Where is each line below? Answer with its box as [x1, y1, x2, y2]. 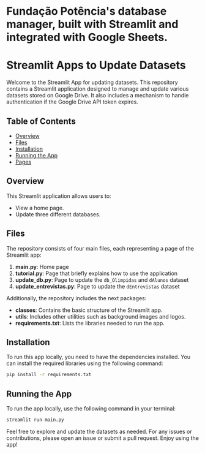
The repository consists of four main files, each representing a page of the [6, 244, 194, 252]
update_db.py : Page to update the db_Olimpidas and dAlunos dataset [15, 276, 189, 283]
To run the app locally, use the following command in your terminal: [6, 405, 176, 412]
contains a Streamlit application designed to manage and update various [6, 85, 189, 93]
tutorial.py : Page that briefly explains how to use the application [15, 270, 178, 277]
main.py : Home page [15, 263, 69, 270]
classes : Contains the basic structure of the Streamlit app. [15, 306, 163, 314]
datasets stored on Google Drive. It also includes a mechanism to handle [6, 92, 189, 99]
